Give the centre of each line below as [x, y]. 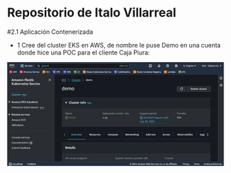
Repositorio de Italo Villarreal [92, 13]
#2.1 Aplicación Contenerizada [50, 32]
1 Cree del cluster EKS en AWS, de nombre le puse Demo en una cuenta [119, 45]
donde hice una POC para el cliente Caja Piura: [83, 52]
